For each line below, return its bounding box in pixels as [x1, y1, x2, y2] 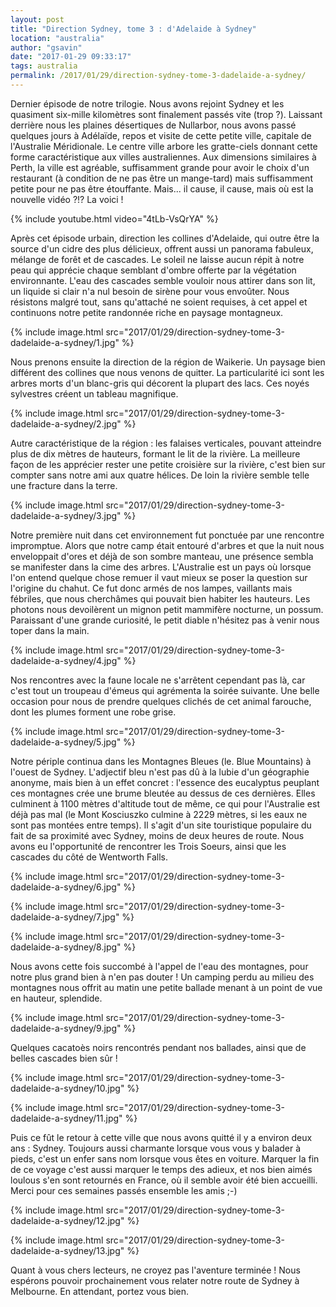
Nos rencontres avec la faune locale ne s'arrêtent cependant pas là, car [10, 674, 306, 686]
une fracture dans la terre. [10, 479, 118, 491]
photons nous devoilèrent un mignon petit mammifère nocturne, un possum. [10, 603, 324, 615]
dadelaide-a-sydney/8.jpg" [10, 941, 122, 953]
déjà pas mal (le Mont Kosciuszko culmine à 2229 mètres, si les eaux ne [10, 808, 308, 820]
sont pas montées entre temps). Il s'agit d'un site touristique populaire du [10, 819, 312, 831]
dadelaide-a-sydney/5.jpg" [10, 736, 122, 748]
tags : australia [10, 61, 78, 71]
